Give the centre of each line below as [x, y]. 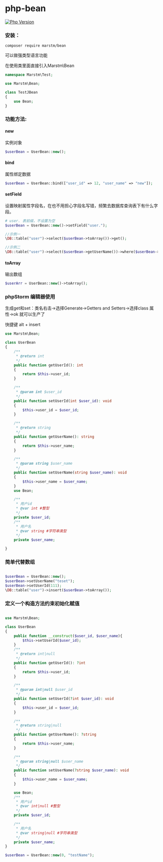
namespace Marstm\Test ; [29, 75]
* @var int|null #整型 [38, 806]
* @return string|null [39, 726]
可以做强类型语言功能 [26, 55]
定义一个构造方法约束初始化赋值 [42, 603]
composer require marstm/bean [36, 46]
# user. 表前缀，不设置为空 [30, 221]
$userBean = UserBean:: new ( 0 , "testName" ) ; [50, 855]
